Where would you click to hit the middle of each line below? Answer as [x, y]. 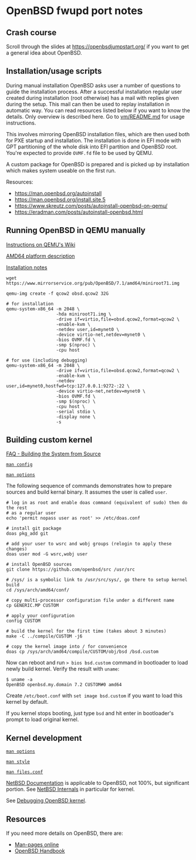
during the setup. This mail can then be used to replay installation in [88, 104]
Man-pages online [37, 845]
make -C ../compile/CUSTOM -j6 [44, 636]
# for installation [30, 303]
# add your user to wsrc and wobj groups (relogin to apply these [89, 544]
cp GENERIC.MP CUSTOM [33, 606]
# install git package [34, 529]
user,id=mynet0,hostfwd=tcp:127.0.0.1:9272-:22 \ [68, 386]
